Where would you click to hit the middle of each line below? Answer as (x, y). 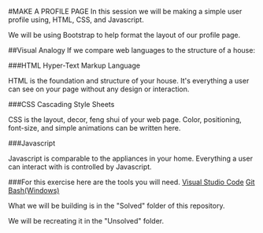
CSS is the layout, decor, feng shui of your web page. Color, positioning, (125, 120)
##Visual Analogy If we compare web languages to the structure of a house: (132, 50)
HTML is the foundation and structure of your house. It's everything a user (129, 81)
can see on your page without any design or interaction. (99, 89)
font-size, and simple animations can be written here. (94, 128)
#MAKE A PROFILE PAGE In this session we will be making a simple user (125, 11)
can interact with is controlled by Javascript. (80, 167)
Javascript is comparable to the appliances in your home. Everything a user (131, 158)
